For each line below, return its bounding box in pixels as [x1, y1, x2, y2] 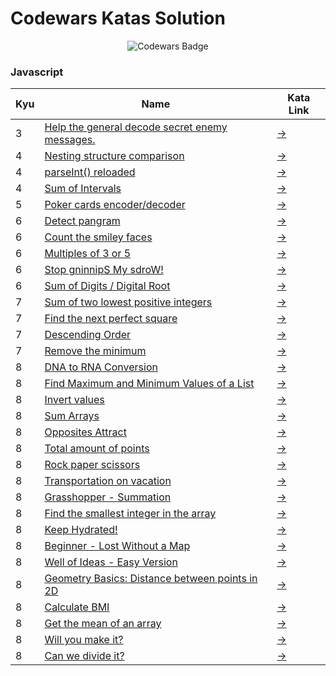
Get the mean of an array [44, 617, 162, 631]
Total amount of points [44, 442, 150, 456]
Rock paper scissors [44, 458, 141, 472]
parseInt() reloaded [44, 165, 136, 179]
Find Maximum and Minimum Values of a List [44, 377, 255, 391]
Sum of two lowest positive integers [44, 295, 213, 309]
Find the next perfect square [44, 312, 178, 326]
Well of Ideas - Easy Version [44, 555, 178, 569]
